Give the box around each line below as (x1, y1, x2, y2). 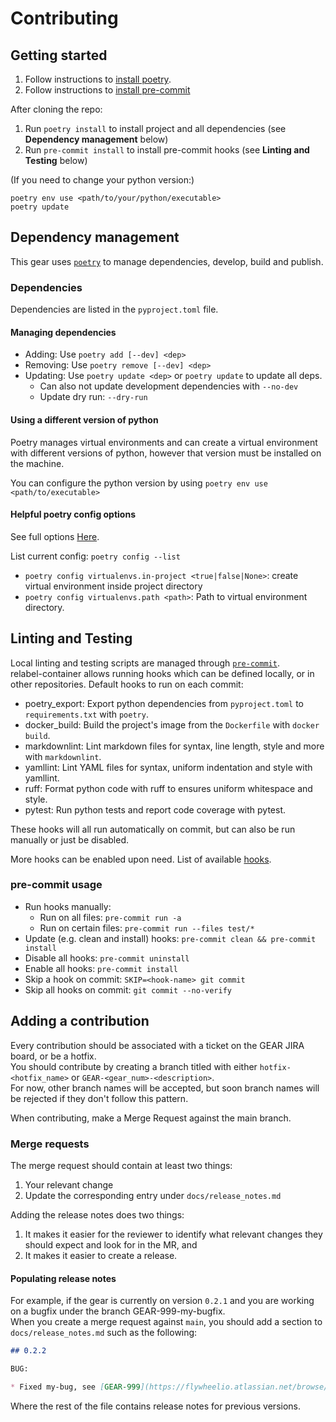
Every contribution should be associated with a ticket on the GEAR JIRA (10, 1039, 305, 1051)
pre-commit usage (10, 878, 103, 892)
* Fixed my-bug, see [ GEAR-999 (10, 1382, 141, 1392)
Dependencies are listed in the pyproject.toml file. (10, 303, 219, 316)
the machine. (10, 457, 65, 469)
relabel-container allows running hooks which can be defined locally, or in (10, 667, 315, 679)
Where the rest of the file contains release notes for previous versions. (10, 1400, 302, 1412)
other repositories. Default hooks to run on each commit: (10, 678, 244, 690)
